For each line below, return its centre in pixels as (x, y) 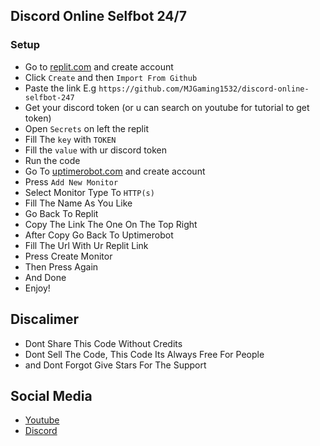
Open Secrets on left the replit (86, 128)
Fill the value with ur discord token (95, 150)
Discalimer (44, 319)
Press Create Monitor (68, 256)
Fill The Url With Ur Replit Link (86, 245)
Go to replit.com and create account (99, 66)
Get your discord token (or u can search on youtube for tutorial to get (167, 107)
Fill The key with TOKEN (70, 139)
